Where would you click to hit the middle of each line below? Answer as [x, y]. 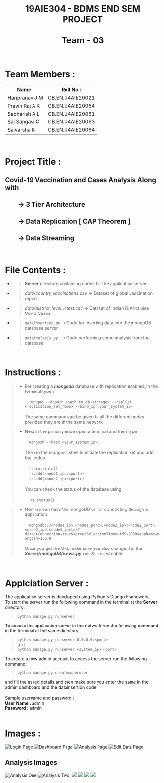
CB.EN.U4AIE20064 [71, 130]
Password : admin [23, 708]
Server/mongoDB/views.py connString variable [73, 553]
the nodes [35, 458]
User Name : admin [25, 703]
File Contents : [35, 270]
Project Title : [33, 162]
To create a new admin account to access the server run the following [76, 658]
